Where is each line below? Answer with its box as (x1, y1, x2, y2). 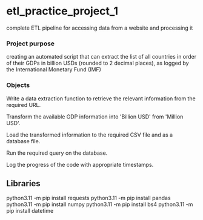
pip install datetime (6, 207, 54, 215)
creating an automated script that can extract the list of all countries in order (6, 53, 197, 60)
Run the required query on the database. (6, 149, 108, 157)
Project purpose (6, 39, 55, 48)
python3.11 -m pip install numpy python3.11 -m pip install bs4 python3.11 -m (6, 201, 193, 208)
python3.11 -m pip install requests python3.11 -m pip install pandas (6, 195, 171, 202)
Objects (6, 81, 30, 89)
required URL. (6, 101, 41, 108)
